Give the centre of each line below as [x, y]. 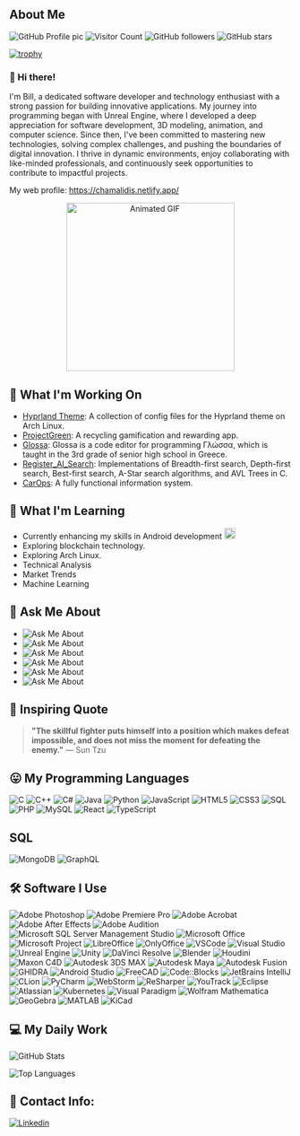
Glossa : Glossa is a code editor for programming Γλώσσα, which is [145, 444]
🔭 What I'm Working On [76, 394]
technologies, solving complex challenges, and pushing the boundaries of [146, 144]
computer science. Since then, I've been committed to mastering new [137, 135]
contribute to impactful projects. [69, 173]
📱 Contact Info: [52, 1101]
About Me [37, 15]
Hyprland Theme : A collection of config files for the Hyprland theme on [154, 415]
